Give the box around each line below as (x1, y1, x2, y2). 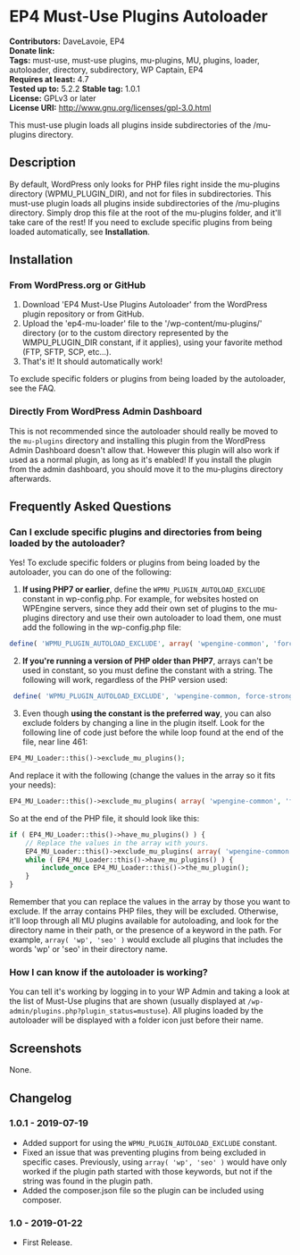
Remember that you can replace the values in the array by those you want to (9, 897, 290, 907)
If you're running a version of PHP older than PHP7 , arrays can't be (21, 655, 274, 667)
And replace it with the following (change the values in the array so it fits (9, 771, 276, 781)
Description (9, 155, 76, 171)
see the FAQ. (9, 383, 56, 394)
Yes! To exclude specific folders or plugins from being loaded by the (9, 557, 261, 569)
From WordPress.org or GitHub (9, 279, 146, 291)
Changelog (9, 1091, 72, 1106)
